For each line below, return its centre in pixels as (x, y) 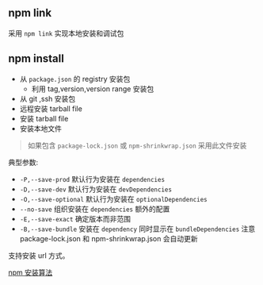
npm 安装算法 (30, 272)
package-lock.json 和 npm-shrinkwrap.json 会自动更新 (109, 238)
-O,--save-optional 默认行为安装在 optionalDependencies (113, 198)
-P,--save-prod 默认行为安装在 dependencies (92, 179)
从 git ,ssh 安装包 (48, 98)
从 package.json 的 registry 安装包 (75, 79)
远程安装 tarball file (51, 108)
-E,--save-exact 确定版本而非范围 (75, 218)
